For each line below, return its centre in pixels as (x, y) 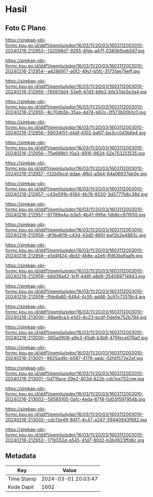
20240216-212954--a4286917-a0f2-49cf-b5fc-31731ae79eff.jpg (73, 71)
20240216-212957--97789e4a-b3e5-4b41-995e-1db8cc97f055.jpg (75, 215)
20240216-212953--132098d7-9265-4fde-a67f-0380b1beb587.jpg (75, 51)
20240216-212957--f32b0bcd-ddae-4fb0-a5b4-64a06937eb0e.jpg (76, 174)
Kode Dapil (21, 487)
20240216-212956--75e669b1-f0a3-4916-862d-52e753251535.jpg (75, 153)
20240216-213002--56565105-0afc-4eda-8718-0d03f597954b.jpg (75, 399)
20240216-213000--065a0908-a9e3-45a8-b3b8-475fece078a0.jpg (76, 338)
